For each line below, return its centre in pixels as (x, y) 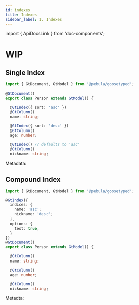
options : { (21, 224)
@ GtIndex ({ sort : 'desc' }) (39, 126)
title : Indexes (21, 15)
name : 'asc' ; (28, 210)
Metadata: (16, 163)
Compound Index (33, 179)
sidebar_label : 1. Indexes (34, 19)
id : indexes (18, 10)
